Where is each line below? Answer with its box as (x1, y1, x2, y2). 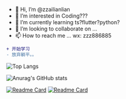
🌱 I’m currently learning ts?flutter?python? (15, 19, 120, 26)
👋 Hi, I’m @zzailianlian (15, 6, 71, 13)
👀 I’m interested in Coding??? (15, 12, 88, 19)
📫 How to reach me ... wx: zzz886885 (15, 32, 112, 39)
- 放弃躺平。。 (6, 52, 37, 58)
